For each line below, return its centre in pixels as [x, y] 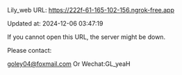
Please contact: [30, 50]
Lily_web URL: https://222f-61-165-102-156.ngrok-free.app [91, 10]
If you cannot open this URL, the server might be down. [86, 37]
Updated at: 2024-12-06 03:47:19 [55, 23]
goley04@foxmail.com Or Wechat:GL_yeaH [69, 64]
